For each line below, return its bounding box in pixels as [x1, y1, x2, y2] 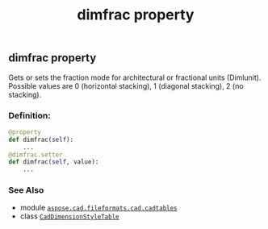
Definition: [8, 110, 51, 121]
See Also [8, 185, 44, 196]
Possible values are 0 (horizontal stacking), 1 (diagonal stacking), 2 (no [8, 81, 244, 90]
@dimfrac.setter [8, 151, 63, 159]
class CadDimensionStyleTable [19, 211, 119, 221]
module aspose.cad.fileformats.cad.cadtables [19, 203, 178, 213]
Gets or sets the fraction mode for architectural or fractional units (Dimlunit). [8, 73, 262, 82]
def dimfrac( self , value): [8, 158, 99, 166]
